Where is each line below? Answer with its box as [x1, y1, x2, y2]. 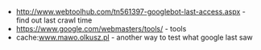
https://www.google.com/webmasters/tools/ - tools [15, 24, 187, 33]
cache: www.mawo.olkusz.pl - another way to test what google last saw [15, 32, 253, 42]
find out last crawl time [15, 15, 93, 25]
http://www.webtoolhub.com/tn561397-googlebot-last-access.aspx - [15, 7, 246, 16]
